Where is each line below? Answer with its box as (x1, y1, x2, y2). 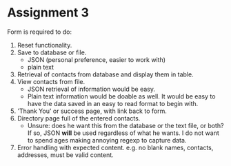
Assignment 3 (7, 5, 90, 21)
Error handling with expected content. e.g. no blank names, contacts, (17, 143, 214, 152)
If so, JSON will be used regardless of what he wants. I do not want (27, 129, 219, 137)
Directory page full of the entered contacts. (17, 114, 141, 122)
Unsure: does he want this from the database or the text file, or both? (27, 121, 224, 129)
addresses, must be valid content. (17, 150, 114, 159)
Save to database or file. (17, 48, 87, 56)
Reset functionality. (17, 41, 72, 49)
